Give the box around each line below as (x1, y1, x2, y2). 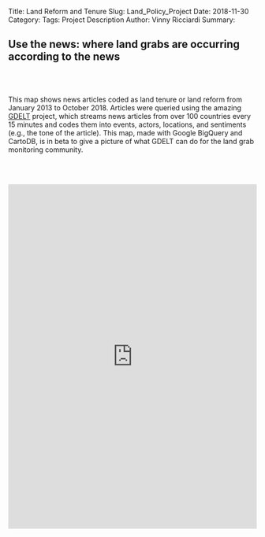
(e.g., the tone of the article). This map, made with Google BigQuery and (8, 128, 243, 137)
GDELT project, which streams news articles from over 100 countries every (8, 111, 251, 120)
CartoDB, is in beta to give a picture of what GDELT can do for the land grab (8, 136, 255, 146)
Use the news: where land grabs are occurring (8, 38, 241, 51)
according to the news (8, 50, 121, 64)
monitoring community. (8, 145, 84, 154)
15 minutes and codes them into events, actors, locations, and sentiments (8, 120, 247, 129)
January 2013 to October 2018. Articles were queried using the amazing (8, 102, 242, 113)
